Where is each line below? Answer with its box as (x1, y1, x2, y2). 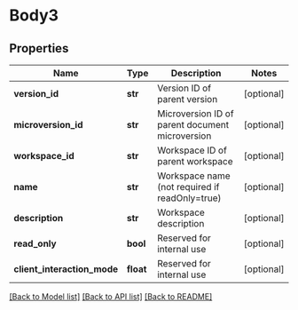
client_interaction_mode (13, 263, 118, 275)
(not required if (156, 181, 220, 193)
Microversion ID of (156, 107, 234, 120)
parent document (156, 119, 229, 131)
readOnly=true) (156, 192, 222, 204)
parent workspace (156, 155, 233, 167)
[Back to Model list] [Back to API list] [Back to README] (9, 291, 213, 302)
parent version (156, 93, 218, 105)
